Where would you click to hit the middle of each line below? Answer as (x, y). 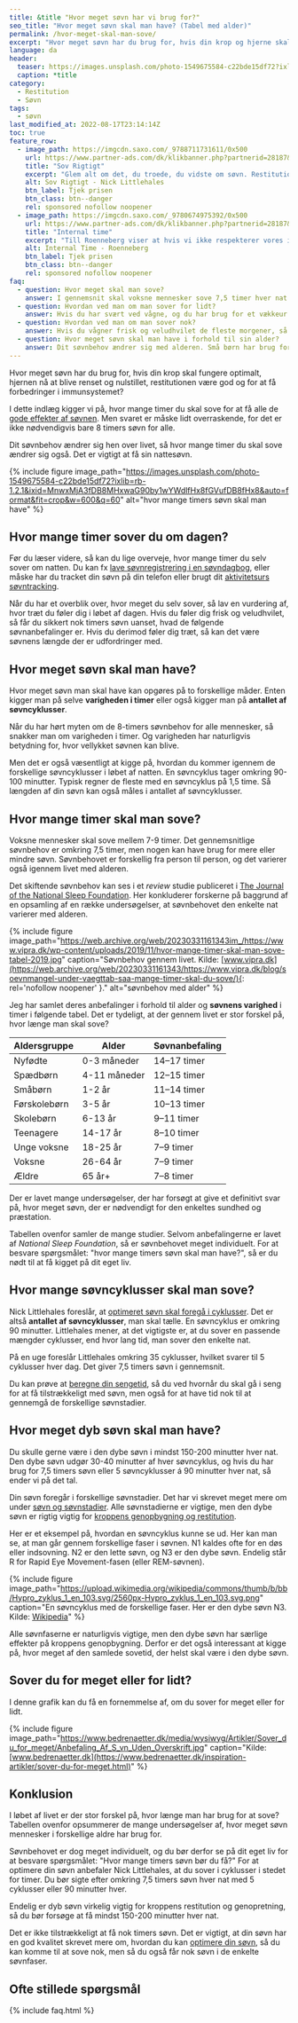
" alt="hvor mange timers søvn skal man (193, 500)
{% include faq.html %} (52, 2011)
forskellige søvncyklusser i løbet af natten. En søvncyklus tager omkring (141, 772)
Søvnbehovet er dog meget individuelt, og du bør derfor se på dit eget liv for (149, 1852)
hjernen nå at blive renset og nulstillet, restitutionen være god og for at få (143, 382)
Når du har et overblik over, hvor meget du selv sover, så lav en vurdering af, (149, 603)
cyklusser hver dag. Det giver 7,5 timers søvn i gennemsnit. (117, 1366)
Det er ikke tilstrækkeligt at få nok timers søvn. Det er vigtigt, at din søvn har (148, 1933)
